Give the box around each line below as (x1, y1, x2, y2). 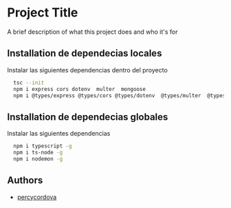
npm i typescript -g (13, 143, 72, 149)
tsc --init (13, 79, 45, 86)
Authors (7, 174, 43, 187)
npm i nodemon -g (13, 155, 63, 163)
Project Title (7, 5, 78, 21)
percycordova (16, 193, 57, 201)
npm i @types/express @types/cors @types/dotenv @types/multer (13, 92, 201, 99)
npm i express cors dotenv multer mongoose (13, 85, 146, 92)
